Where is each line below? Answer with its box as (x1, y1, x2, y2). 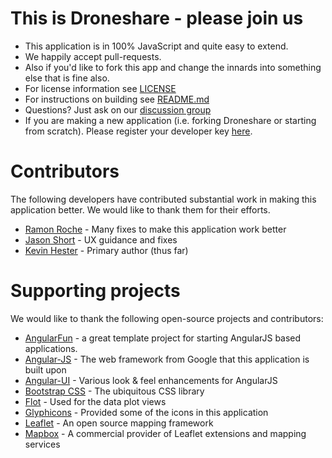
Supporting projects (10, 280, 181, 302)
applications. (24, 342, 78, 354)
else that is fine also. (24, 72, 110, 84)
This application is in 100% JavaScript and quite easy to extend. (24, 40, 289, 52)
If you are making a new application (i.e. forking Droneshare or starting (24, 114, 317, 126)
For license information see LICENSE (24, 82, 177, 94)
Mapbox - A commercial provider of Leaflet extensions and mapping (24, 427, 307, 439)
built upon (24, 363, 67, 376)
